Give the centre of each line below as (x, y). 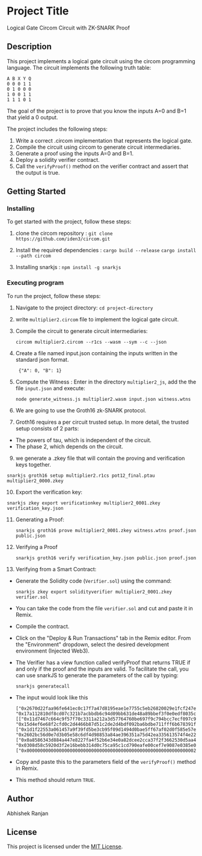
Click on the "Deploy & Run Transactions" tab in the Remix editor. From (103, 638)
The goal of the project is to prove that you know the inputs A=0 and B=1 (97, 111)
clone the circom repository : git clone (64, 234)
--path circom (33, 256)
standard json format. (42, 359)
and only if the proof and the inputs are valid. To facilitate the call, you (102, 669)
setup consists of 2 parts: (47, 428)
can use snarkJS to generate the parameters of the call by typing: (97, 675)
